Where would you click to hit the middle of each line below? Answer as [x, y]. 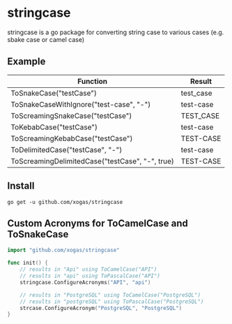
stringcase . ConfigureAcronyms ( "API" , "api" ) [85, 282]
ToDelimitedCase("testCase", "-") [67, 149]
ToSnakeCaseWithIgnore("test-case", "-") [81, 104]
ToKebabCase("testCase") [54, 127]
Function [93, 81]
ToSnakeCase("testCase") [54, 93]
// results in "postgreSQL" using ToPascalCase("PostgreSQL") [112, 302]
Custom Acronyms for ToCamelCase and [98, 223]
